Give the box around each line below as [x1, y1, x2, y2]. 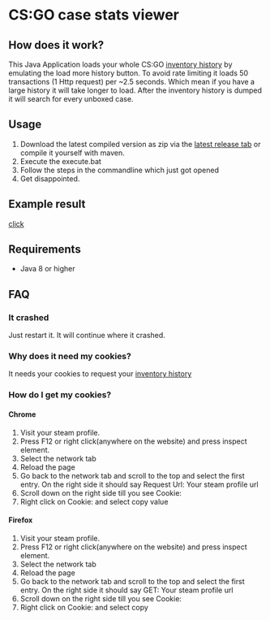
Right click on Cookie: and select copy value [19, 496, 169, 506]
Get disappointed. [19, 173, 80, 184]
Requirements [8, 242, 81, 257]
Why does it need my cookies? [8, 351, 131, 362]
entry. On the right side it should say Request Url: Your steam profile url [19, 479, 259, 489]
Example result [8, 197, 86, 211]
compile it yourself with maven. [19, 148, 126, 158]
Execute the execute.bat [19, 156, 101, 166]
